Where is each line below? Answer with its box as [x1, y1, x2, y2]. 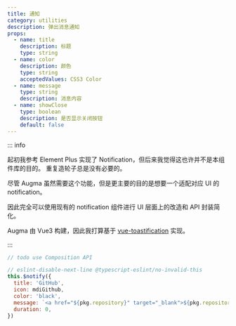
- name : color [13, 56, 55, 63]
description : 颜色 [20, 63, 72, 70]
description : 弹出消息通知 [7, 23, 80, 30]
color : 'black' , [13, 292, 61, 299]
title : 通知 [7, 10, 40, 18]
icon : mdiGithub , [13, 286, 65, 293]
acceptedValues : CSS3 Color [20, 75, 102, 83]
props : [7, 30, 27, 37]
